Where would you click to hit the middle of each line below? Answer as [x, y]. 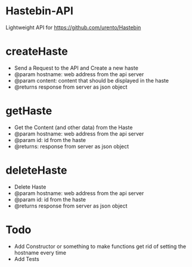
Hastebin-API [40, 11]
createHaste [37, 51]
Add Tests [27, 259]
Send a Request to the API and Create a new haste [76, 68]
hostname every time [40, 252]
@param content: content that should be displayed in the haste [92, 80]
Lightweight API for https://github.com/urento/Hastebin [73, 27]
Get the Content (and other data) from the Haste [73, 127]
